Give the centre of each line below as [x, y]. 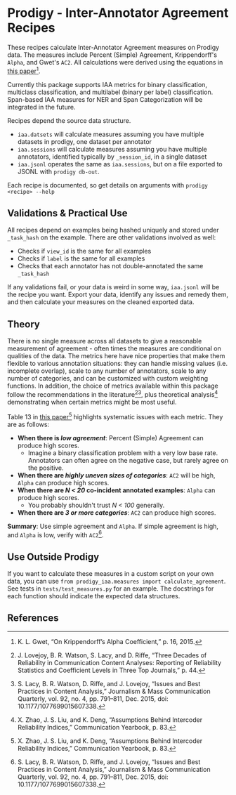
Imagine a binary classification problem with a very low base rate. [123, 453]
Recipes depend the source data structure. [69, 120]
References [33, 618]
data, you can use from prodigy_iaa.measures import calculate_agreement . [117, 581]
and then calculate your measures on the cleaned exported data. [101, 302]
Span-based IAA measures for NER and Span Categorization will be [105, 99]
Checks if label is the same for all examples [81, 258]
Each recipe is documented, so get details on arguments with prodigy [108, 185]
